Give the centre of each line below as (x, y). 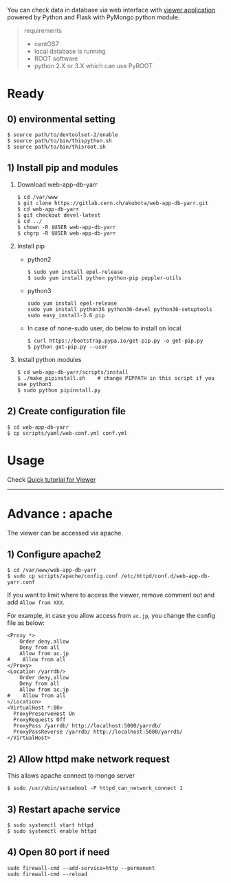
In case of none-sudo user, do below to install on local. (105, 328)
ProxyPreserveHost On (44, 714)
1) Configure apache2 (54, 554)
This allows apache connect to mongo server (71, 776)
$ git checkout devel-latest (59, 215)
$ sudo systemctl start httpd (51, 825)
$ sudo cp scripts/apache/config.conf (63, 576)
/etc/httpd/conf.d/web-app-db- (166, 576)
